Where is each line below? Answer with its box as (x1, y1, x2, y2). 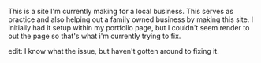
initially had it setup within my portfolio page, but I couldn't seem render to (8, 23, 250, 32)
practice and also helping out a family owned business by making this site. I (8, 15, 254, 24)
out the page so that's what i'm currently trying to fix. (8, 31, 181, 40)
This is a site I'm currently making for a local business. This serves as (8, 7, 234, 16)
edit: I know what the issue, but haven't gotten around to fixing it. (8, 47, 219, 55)
